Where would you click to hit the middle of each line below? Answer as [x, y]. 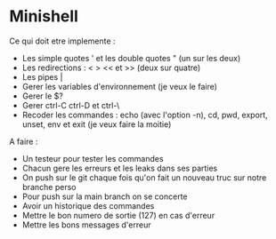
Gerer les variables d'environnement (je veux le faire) [120, 86]
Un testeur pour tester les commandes [93, 158]
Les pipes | [42, 76]
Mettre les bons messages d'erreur [86, 225]
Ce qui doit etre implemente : [62, 41]
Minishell [44, 16]
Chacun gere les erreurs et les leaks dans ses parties [120, 168]
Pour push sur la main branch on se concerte [105, 196]
